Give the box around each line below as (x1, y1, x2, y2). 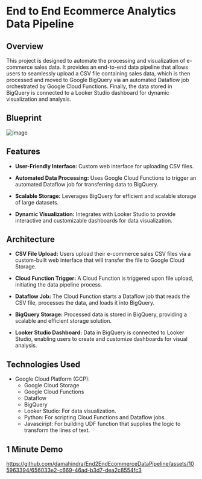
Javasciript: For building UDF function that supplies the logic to (24, 420, 181, 428)
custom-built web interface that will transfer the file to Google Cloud (14, 256, 185, 264)
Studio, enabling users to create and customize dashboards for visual (14, 335, 188, 343)
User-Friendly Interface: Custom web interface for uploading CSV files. (14, 162, 194, 170)
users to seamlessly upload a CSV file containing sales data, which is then (6, 70, 191, 77)
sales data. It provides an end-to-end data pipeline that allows (34, 63, 189, 71)
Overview (6, 41, 44, 51)
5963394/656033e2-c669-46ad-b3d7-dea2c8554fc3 (6, 466, 142, 474)
